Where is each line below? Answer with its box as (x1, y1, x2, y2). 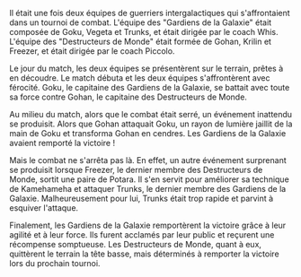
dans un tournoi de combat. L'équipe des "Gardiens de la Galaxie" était (9, 17, 272, 28)
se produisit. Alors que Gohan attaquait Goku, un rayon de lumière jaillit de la (9, 118, 293, 129)
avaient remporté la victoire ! (9, 138, 115, 148)
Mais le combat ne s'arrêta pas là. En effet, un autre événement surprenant (9, 155, 287, 165)
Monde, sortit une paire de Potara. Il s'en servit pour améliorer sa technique (9, 174, 289, 185)
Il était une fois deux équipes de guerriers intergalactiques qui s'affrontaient (9, 8, 290, 18)
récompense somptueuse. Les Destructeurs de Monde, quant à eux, (9, 239, 262, 249)
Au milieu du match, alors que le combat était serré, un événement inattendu (9, 109, 293, 119)
